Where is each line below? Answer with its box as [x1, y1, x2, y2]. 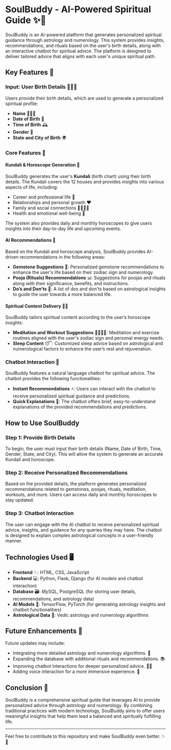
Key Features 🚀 [5, 68, 54, 77]
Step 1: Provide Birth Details [5, 434, 75, 441]
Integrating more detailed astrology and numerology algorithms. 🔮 [12, 650, 151, 656]
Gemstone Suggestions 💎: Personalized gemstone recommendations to [12, 264, 164, 270]
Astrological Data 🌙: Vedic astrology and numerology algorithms [12, 612, 149, 618]
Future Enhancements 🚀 [5, 627, 83, 635]
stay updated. [5, 497, 34, 503]
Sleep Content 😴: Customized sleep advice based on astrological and [12, 340, 163, 346]
